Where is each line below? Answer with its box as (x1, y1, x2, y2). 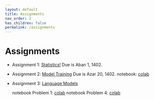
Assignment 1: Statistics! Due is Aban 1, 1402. (12, 62, 103, 68)
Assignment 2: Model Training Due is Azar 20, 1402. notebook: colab (12, 71, 149, 77)
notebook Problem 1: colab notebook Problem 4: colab (12, 90, 121, 96)
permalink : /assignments (5, 25, 55, 30)
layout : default (5, 7, 38, 12)
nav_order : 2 (5, 16, 31, 21)
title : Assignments (5, 12, 45, 16)
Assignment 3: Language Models (12, 81, 78, 86)
